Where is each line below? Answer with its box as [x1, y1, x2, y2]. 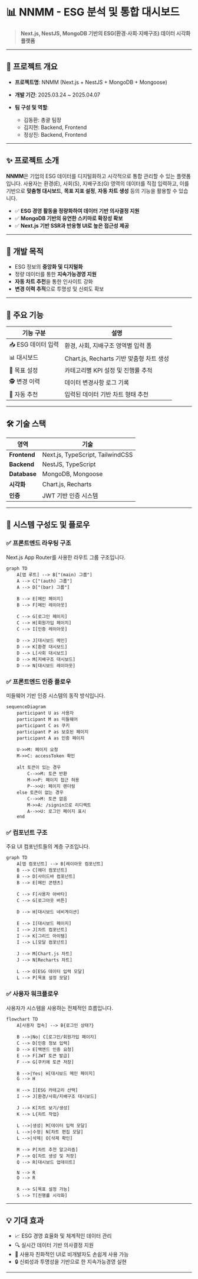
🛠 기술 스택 [6, 418, 46, 429]
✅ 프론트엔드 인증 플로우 [6, 677, 71, 686]
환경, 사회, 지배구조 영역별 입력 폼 [64, 341, 152, 350]
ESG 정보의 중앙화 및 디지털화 [14, 263, 83, 270]
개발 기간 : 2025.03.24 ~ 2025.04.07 [14, 91, 100, 98]
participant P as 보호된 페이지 [16, 729, 89, 735]
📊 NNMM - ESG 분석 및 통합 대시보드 [6, 5, 180, 19]
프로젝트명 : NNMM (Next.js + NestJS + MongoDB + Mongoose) [14, 78, 168, 86]
